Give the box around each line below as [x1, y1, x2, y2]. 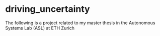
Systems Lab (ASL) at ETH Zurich [5, 25, 74, 31]
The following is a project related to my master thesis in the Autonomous [5, 20, 155, 26]
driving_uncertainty [5, 3, 90, 15]
